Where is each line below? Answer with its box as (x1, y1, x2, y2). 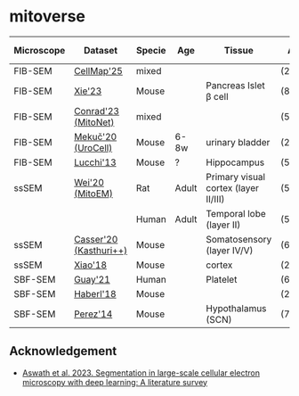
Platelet (206, 273, 238, 285)
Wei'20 (74, 176, 105, 188)
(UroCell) (74, 141, 113, 153)
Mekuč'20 (74, 130, 117, 143)
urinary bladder (206, 136, 271, 148)
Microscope (13, 44, 66, 56)
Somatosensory (206, 233, 272, 245)
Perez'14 (74, 308, 113, 320)
